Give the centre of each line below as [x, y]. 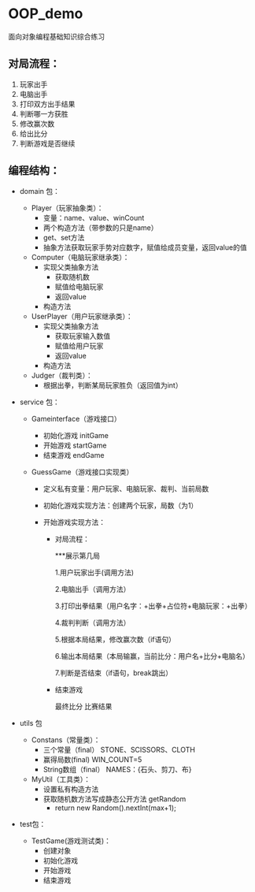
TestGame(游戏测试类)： [71, 841]
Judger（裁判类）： [62, 375]
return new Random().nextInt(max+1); [116, 808]
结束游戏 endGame [74, 455]
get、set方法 [64, 237]
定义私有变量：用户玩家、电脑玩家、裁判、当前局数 [126, 489]
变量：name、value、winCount [94, 217]
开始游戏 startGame [75, 445]
